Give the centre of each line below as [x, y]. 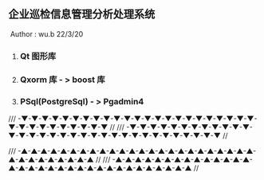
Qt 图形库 [38, 56]
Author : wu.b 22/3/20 [47, 33]
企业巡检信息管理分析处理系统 [82, 14]
